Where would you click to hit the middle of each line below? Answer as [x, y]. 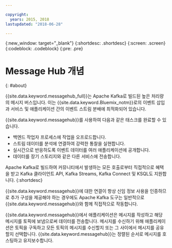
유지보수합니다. [38, 241]
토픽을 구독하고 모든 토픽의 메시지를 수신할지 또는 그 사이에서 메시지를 [85, 228]
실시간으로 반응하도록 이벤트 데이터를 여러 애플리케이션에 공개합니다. [81, 150]
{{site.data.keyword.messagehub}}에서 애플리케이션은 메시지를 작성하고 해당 [84, 215]
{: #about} [16, 86]
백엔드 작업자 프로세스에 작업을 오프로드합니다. [60, 137]
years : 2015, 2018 [30, 19]
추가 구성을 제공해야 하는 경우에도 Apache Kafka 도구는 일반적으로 [78, 198]
